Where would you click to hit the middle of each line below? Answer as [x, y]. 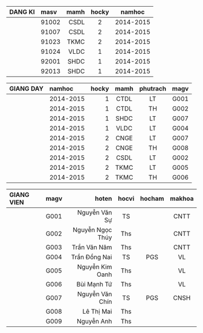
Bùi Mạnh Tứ [94, 284]
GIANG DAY [27, 89]
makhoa [182, 199]
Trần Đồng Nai [92, 257]
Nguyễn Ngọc [92, 230]
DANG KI [22, 12]
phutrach [153, 89]
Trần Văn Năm [92, 247]
